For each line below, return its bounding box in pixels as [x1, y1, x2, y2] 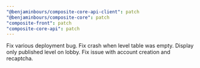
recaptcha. [6, 55, 33, 62]
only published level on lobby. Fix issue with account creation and [6, 49, 171, 56]
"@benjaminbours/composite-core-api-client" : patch [6, 8, 139, 15]
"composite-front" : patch [6, 20, 72, 26]
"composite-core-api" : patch [6, 25, 80, 32]
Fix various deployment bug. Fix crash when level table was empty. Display [6, 42, 194, 49]
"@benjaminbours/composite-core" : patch [6, 14, 110, 20]
